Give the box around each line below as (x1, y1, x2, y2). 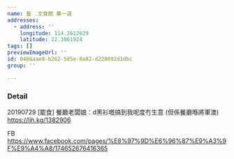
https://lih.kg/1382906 (7, 116, 71, 124)
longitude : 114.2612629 (20, 29, 89, 37)
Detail (7, 91, 28, 101)
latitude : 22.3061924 (20, 36, 82, 43)
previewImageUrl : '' (7, 50, 68, 56)
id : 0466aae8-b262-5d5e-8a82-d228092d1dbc (7, 56, 133, 63)
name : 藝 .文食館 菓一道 (7, 10, 72, 17)
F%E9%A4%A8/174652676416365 (7, 144, 108, 152)
